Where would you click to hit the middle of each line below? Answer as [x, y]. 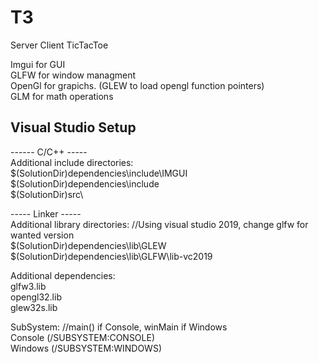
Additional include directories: [72, 162]
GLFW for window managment [73, 75]
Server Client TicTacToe [59, 45]
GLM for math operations [62, 96]
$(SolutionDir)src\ [47, 194]
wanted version [42, 235]
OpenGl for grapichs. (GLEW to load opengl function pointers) [137, 85]
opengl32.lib [36, 297]
